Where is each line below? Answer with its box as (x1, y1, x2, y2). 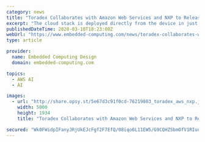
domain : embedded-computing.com (12, 59, 95, 66)
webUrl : (6, 32, 26, 38)
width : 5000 (17, 104, 48, 110)
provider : (6, 48, 32, 55)
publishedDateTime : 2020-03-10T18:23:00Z (6, 26, 113, 32)
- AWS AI (12, 76, 34, 82)
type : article (6, 37, 43, 43)
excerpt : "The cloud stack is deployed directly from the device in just (6, 20, 198, 26)
